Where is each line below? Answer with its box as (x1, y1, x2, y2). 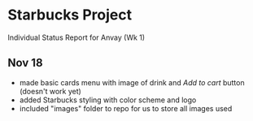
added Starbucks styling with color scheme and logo (19, 95, 197, 105)
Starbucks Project (7, 6, 132, 24)
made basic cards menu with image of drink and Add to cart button (19, 77, 245, 87)
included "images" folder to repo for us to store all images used (19, 103, 233, 113)
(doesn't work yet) (19, 86, 82, 96)
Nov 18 (7, 56, 43, 70)
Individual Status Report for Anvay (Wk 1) (7, 32, 146, 42)
